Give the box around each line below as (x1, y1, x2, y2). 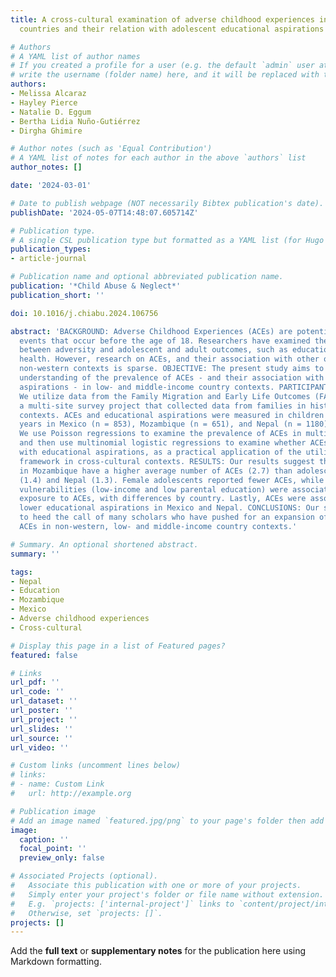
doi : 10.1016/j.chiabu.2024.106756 (10, 308, 159, 318)
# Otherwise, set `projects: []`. (10, 908, 163, 918)
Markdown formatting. (10, 956, 102, 968)
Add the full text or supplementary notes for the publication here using (10, 945, 307, 957)
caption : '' (19, 834, 70, 845)
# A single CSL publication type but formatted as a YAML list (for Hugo (10, 235, 325, 245)
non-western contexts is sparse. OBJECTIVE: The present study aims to (19, 364, 325, 374)
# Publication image (10, 806, 97, 816)
